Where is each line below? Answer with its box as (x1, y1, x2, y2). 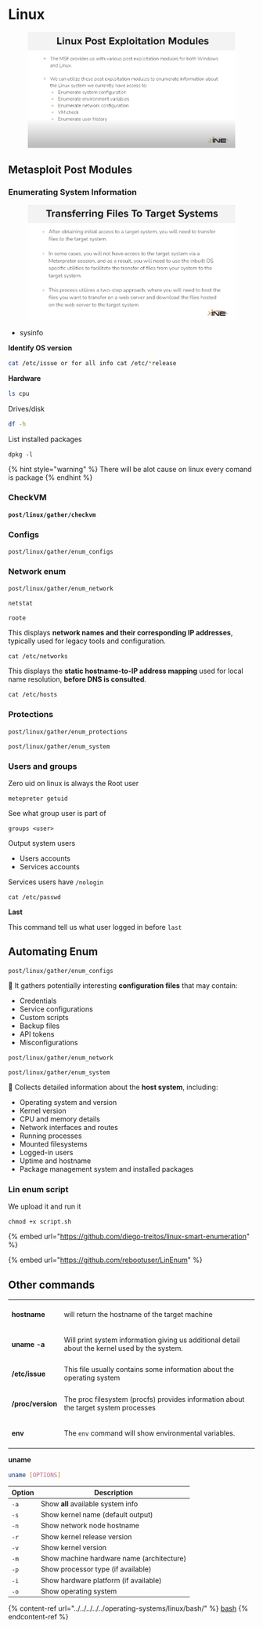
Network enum (8, 566, 67, 577)
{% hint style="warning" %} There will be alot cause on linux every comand (8, 464, 252, 474)
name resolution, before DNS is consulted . (8, 675, 147, 684)
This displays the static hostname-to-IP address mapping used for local (8, 666, 244, 676)
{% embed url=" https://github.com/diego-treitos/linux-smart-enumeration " (8, 1231, 250, 1242)
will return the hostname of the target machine (63, 1309, 213, 1319)
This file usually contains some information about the (63, 1365, 235, 1374)
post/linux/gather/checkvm (8, 510, 96, 519)
